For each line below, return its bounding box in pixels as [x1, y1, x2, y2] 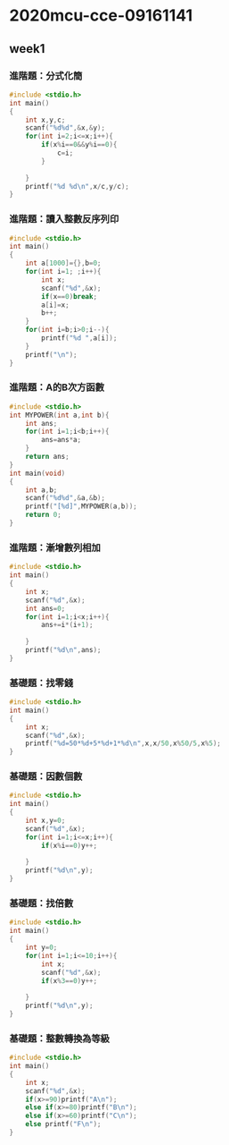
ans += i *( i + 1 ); [41, 621, 94, 630]
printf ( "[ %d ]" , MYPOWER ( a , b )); [25, 502, 138, 511]
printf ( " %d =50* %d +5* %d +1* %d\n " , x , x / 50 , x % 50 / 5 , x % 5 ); [25, 739, 221, 748]
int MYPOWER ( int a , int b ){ [9, 411, 110, 420]
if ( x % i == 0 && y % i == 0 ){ [41, 140, 118, 149]
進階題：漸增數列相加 [9, 541, 101, 554]
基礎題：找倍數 [9, 897, 74, 910]
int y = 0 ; [25, 943, 58, 953]
